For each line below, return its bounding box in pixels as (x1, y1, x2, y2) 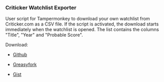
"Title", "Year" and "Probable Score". (5, 32, 83, 38)
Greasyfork (12, 62, 37, 68)
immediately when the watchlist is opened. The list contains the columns (5, 26, 159, 33)
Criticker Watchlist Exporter (5, 4, 77, 11)
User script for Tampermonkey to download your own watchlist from (5, 16, 150, 22)
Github (12, 51, 27, 58)
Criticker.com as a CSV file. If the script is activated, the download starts (5, 21, 159, 27)
